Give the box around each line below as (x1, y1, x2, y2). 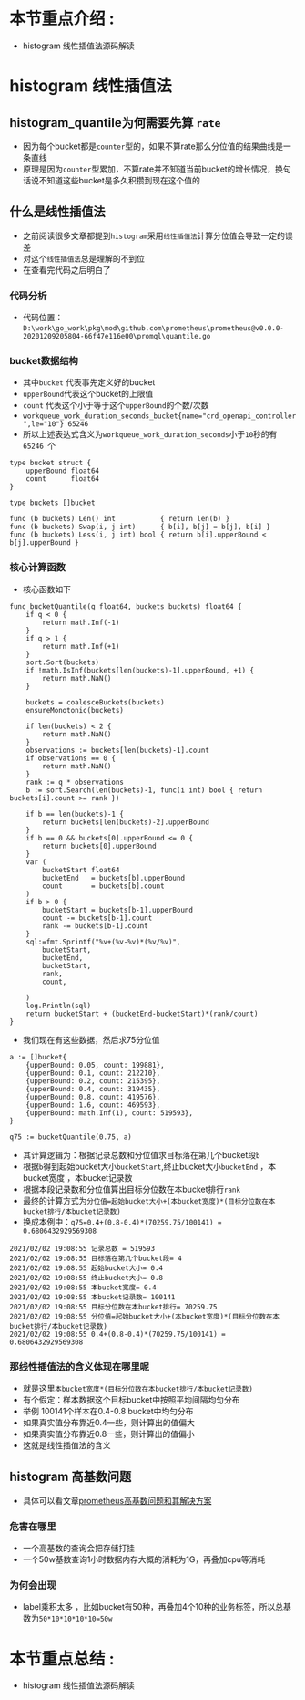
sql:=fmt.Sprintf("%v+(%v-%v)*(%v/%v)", (25, 937, 181, 946)
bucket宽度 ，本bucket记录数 (22, 1172, 133, 1183)
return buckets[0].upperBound (42, 841, 157, 850)
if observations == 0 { (25, 754, 117, 763)
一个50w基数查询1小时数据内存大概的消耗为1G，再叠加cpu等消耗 (22, 1554, 266, 1565)
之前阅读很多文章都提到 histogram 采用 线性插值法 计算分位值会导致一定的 (22, 230, 285, 241)
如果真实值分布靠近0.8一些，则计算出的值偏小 (22, 1428, 195, 1439)
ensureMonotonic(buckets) (25, 705, 125, 714)
